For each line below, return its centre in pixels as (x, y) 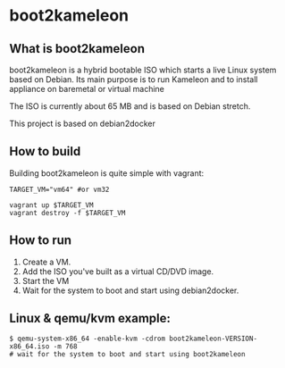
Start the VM (46, 280)
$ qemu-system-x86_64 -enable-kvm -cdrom (88, 339)
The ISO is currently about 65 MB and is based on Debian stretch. (130, 106)
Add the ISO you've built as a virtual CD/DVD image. (118, 271)
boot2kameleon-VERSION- (213, 339)
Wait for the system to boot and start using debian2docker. (130, 290)
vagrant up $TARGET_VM (51, 205)
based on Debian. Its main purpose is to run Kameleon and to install (134, 79)
